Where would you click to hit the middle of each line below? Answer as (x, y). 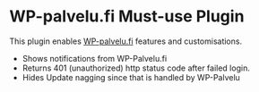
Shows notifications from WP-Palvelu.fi (95, 58)
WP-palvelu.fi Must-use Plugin (127, 17)
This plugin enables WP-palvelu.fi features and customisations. (126, 41)
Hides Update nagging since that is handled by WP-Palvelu (131, 77)
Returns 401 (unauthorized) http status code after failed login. (136, 68)
